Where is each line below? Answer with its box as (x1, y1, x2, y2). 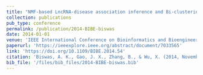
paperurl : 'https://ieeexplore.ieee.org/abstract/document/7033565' (6, 43, 182, 49)
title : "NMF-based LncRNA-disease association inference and (6, 8, 164, 15)
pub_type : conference (6, 20, 61, 26)
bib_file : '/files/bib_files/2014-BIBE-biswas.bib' (6, 59, 139, 65)
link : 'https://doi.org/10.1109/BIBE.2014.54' (6, 48, 126, 54)
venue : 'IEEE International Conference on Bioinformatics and (6, 37, 166, 43)
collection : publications (6, 15, 71, 21)
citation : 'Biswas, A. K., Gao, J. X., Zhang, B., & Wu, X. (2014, (6, 54, 180, 60)
